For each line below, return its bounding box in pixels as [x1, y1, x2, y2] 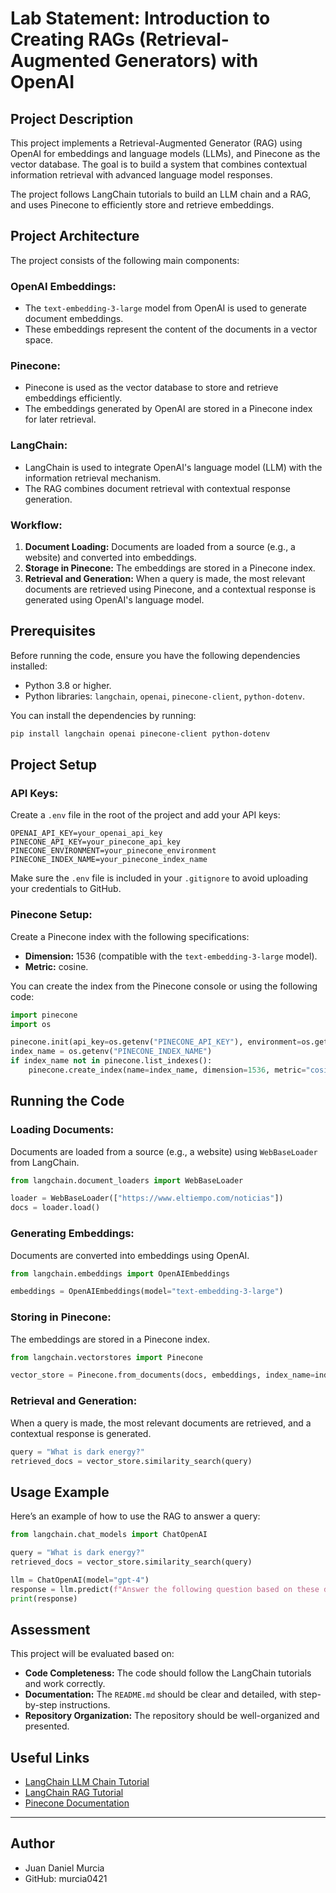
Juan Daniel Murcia [24, 1862, 105, 1874]
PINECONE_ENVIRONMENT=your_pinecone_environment [10, 846, 217, 856]
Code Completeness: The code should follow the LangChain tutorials [24, 1667, 312, 1679]
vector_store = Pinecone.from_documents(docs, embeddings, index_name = [10, 1370, 315, 1381]
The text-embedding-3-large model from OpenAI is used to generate [24, 302, 308, 314]
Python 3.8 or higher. [24, 679, 112, 691]
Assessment [10, 1621, 91, 1638]
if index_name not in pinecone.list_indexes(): [10, 1056, 213, 1066]
